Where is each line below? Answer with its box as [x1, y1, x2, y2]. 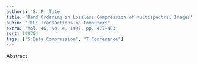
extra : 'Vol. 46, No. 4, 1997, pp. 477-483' [6, 25, 118, 31]
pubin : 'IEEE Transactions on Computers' [6, 20, 111, 25]
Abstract [6, 53, 27, 59]
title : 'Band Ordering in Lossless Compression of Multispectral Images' [6, 14, 193, 20]
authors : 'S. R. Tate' [6, 8, 62, 15]
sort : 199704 [6, 31, 39, 37]
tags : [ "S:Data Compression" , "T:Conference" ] [6, 36, 124, 42]
